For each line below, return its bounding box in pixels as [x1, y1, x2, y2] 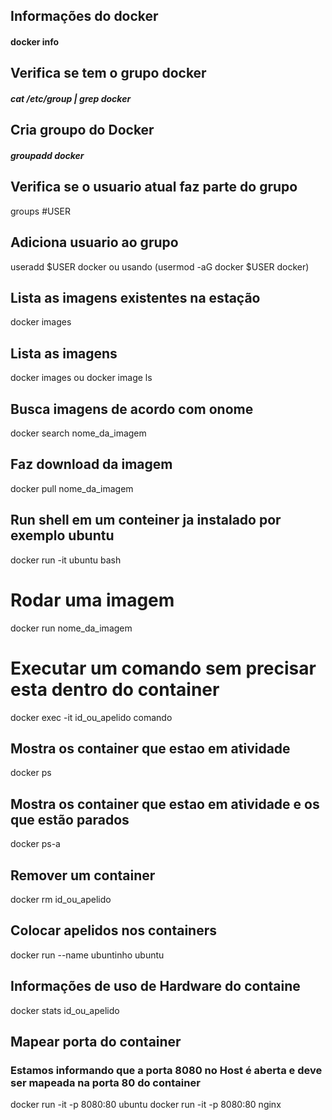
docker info [10, 35, 60, 48]
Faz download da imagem [10, 456, 173, 473]
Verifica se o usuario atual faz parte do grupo [10, 179, 298, 196]
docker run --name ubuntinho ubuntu [10, 949, 165, 961]
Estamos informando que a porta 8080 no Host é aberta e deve [10, 1063, 323, 1077]
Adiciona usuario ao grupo [10, 234, 179, 251]
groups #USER [10, 205, 71, 217]
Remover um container [10, 867, 156, 884]
